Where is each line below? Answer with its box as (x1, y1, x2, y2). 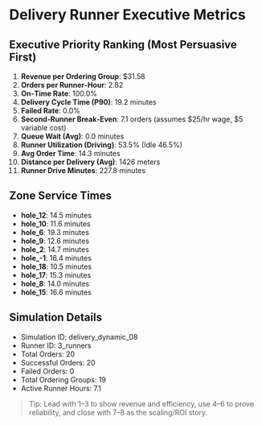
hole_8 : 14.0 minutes (20, 279, 90, 288)
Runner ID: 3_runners (20, 340, 92, 350)
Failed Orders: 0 (20, 366, 75, 376)
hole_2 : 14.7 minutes (20, 244, 89, 254)
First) (9, 50, 37, 64)
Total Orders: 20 (20, 349, 76, 359)
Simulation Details (9, 311, 103, 324)
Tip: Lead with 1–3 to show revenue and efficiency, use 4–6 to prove (28, 398, 255, 408)
